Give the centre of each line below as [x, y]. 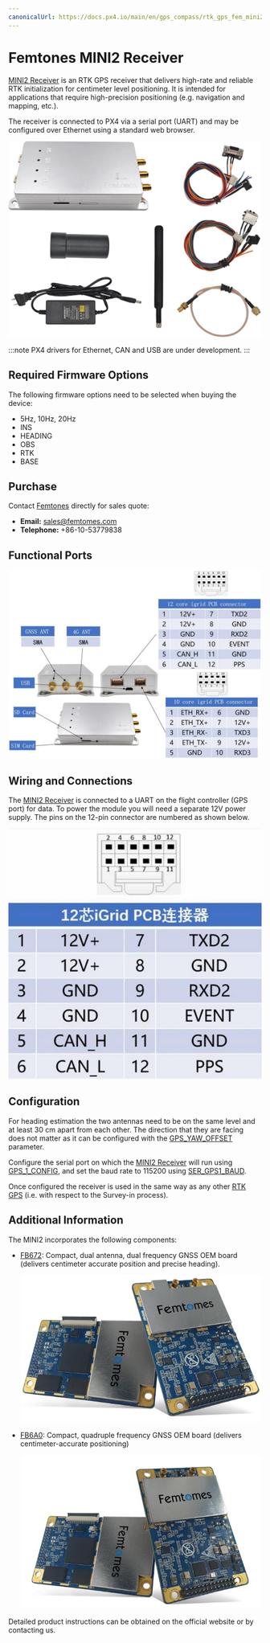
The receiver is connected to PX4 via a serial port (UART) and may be [124, 121]
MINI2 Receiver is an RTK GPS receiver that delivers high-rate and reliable [131, 80]
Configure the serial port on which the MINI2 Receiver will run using [121, 1162]
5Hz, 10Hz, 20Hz [48, 419]
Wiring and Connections [71, 781]
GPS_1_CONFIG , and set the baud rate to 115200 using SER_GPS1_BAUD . [127, 1170]
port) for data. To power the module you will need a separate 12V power [127, 809]
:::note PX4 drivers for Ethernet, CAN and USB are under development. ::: [129, 350]
